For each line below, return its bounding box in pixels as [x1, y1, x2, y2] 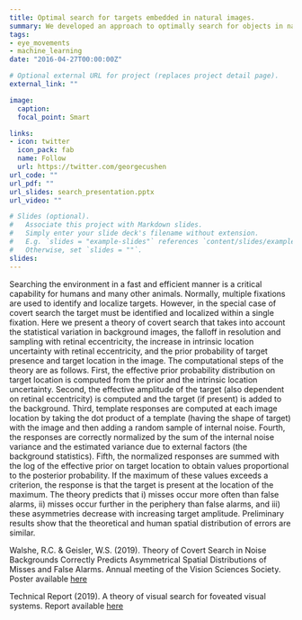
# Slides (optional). [9, 212, 91, 221]
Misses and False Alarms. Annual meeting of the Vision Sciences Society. [9, 563, 281, 574]
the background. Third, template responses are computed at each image [9, 402, 278, 414]
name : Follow [17, 154, 67, 163]
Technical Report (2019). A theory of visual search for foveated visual [9, 590, 267, 601]
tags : [9, 30, 30, 39]
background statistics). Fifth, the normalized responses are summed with [9, 451, 280, 462]
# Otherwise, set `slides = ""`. [9, 245, 143, 255]
